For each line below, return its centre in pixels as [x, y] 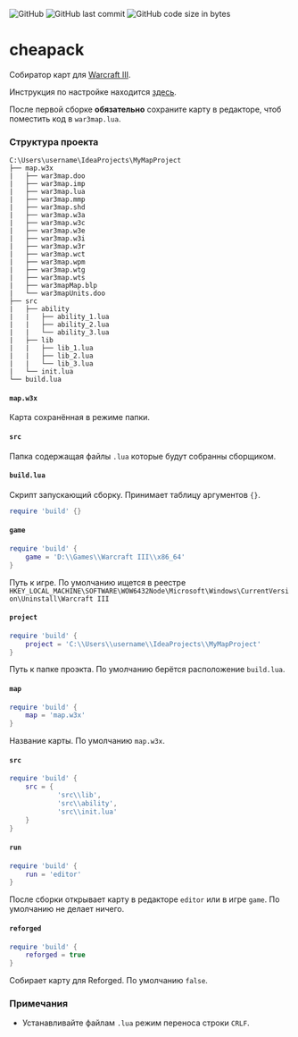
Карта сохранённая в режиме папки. [79, 417]
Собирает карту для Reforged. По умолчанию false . [108, 981]
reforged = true [56, 955]
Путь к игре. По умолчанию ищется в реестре [98, 582]
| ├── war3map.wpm [48, 262]
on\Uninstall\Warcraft [51, 599]
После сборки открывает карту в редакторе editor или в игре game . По [145, 899]
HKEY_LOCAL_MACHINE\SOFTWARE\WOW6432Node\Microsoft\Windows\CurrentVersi [149, 591]
